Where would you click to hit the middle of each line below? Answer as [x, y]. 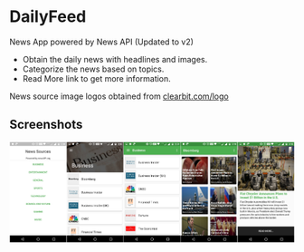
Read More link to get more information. [97, 78]
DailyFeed [48, 17]
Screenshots [46, 125]
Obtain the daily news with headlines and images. [115, 59]
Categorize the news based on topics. [93, 69]
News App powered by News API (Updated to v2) [102, 42]
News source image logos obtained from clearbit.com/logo [119, 96]
